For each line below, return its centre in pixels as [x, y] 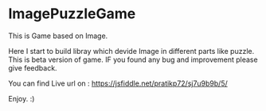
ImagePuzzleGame [72, 14]
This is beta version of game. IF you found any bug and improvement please [133, 59]
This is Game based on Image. [58, 36]
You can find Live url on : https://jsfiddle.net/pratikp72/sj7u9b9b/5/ [118, 83]
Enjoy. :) [22, 98]
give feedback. [33, 67]
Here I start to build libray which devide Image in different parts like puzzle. [131, 51]
